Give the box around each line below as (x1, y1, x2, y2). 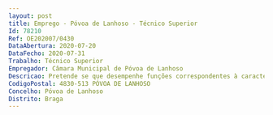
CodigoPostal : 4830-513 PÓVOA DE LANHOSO (8, 79, 151, 87)
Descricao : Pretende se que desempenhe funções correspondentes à (8, 72, 238, 80)
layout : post (8, 11, 53, 20)
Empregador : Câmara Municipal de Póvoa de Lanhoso (8, 65, 184, 73)
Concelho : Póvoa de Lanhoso (8, 87, 104, 96)
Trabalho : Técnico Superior (8, 57, 104, 66)
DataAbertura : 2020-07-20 (8, 42, 96, 50)
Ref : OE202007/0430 (8, 34, 75, 43)
